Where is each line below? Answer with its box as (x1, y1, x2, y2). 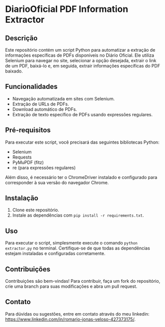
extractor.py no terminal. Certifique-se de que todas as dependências (5, 245, 150, 251)
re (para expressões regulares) (12, 164, 76, 170)
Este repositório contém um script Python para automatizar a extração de (5, 47, 156, 53)
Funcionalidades (5, 82, 58, 91)
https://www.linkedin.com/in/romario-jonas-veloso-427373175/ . (5, 316, 136, 322)
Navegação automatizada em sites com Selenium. (12, 95, 115, 101)
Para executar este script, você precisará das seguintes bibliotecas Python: (5, 139, 160, 145)
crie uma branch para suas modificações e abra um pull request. (5, 283, 138, 289)
